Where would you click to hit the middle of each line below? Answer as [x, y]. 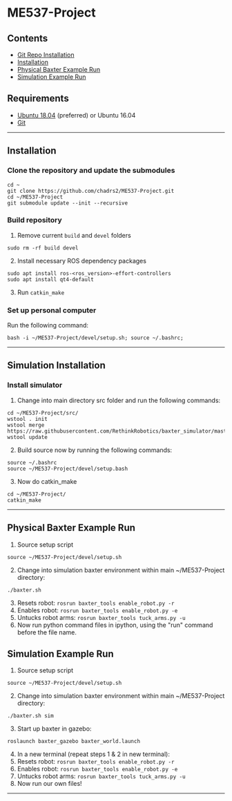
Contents [28, 38]
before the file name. [47, 632]
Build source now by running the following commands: [95, 450]
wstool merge [26, 425]
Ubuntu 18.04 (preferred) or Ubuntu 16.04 [76, 115]
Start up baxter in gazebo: [54, 729]
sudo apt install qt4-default [51, 279]
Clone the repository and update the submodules [91, 171]
